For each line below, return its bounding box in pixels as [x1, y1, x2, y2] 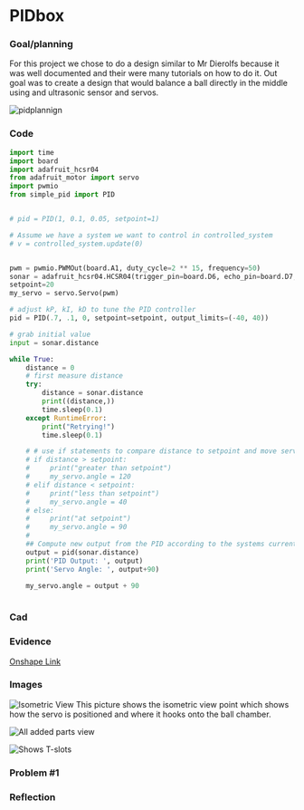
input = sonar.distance [9, 338, 100, 347]
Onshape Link [9, 656, 62, 667]
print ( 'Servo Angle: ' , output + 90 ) [25, 564, 160, 574]
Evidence [9, 635, 52, 648]
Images [9, 679, 43, 691]
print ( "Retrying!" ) [42, 422, 116, 431]
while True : [9, 354, 54, 363]
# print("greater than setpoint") [25, 464, 172, 473]
